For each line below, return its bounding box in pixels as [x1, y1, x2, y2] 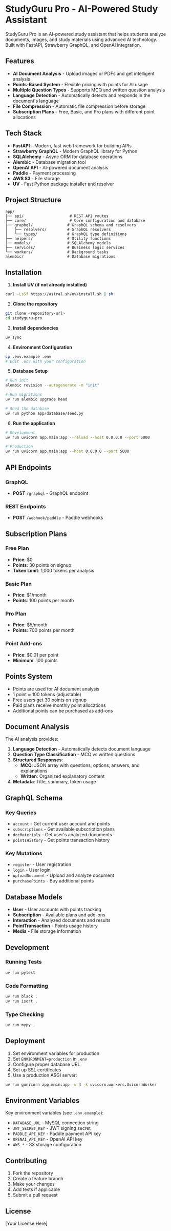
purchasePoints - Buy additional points [12, 878, 94, 884]
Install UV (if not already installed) [12, 282, 87, 288]
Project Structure [5, 196, 61, 204]
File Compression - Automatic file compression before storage [12, 103, 146, 109]
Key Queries [5, 809, 37, 816]
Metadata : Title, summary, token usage [12, 779, 96, 785]
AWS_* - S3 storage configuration [12, 1142, 82, 1148]
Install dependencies [12, 324, 59, 331]
